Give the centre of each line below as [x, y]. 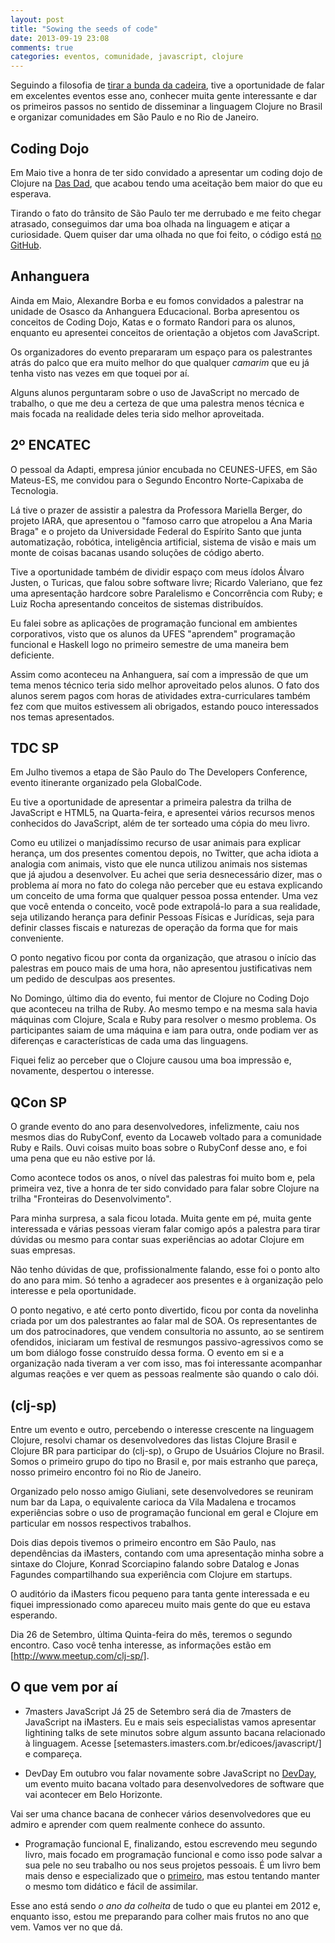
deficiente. [32, 655]
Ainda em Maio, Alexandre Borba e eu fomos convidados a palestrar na [157, 300]
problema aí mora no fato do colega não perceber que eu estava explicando [166, 885]
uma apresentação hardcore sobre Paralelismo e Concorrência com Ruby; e [166, 593]
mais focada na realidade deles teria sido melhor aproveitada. [137, 413]
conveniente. [37, 938]
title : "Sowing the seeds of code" [84, 29]
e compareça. [53, 1753]
